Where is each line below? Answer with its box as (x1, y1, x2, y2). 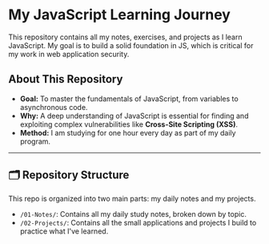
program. (19, 136, 50, 146)
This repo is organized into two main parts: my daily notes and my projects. (8, 193, 256, 203)
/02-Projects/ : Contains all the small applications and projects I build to (19, 218, 257, 227)
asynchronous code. (19, 102, 88, 112)
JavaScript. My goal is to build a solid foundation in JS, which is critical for (8, 40, 254, 50)
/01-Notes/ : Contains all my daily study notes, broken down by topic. (19, 209, 247, 218)
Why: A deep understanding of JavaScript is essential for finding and (19, 111, 249, 120)
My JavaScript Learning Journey (8, 6, 231, 24)
